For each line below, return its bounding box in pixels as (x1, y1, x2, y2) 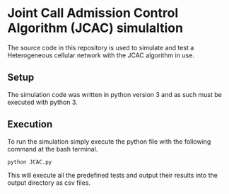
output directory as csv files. (7, 178, 90, 187)
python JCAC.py (7, 158, 52, 166)
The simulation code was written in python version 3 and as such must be (7, 90, 223, 98)
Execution (7, 118, 53, 130)
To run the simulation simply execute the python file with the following (7, 137, 211, 146)
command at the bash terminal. (7, 144, 98, 153)
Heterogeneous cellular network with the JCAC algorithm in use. (7, 51, 194, 59)
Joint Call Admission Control (7, 5, 179, 21)
